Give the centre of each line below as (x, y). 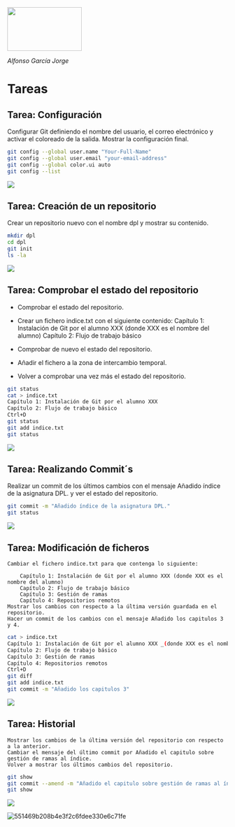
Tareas (28, 89)
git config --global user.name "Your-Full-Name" (79, 152)
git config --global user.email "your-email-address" (87, 158)
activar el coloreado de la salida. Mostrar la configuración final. (98, 139)
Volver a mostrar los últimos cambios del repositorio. (90, 765)
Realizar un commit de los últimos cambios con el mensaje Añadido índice (114, 486)
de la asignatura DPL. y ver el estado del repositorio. (83, 494)
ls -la (17, 255)
